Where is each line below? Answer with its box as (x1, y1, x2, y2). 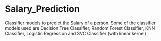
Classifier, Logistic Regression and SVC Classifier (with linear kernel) (5, 30, 146, 36)
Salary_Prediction (5, 3, 80, 15)
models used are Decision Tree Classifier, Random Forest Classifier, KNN (5, 25, 155, 31)
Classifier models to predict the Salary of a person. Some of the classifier (5, 20, 156, 26)
